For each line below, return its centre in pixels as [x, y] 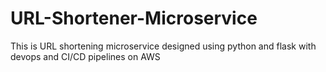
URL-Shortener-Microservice [134, 18]
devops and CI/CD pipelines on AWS [85, 56]
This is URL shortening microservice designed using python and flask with [163, 46]
